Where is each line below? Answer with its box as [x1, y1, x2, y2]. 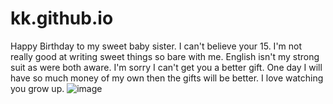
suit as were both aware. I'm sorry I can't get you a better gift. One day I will [10, 61, 323, 73]
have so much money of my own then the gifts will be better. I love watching [10, 72, 324, 84]
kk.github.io [10, 7, 114, 30]
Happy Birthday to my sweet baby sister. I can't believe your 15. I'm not [10, 40, 303, 52]
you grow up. [10, 82, 65, 94]
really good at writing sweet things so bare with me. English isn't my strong [10, 50, 320, 62]
